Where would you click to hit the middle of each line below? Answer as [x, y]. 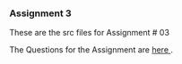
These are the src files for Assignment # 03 [90, 33]
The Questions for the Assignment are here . [91, 50]
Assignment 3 [40, 13]
